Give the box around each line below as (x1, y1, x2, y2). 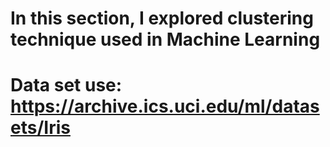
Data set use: (10, 74, 123, 97)
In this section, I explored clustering (10, 7, 314, 30)
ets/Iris (10, 117, 71, 139)
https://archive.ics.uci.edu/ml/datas (10, 95, 320, 118)
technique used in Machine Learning (10, 28, 321, 51)
